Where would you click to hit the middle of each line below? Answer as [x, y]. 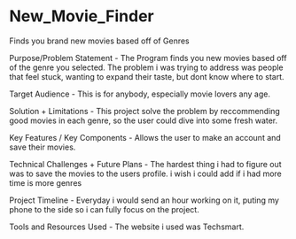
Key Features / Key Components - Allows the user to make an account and [145, 137]
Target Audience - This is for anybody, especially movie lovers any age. [140, 94]
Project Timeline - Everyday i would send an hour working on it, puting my [144, 200]
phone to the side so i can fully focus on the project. [104, 209]
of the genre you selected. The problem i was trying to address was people [146, 67]
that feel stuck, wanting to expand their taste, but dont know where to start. [147, 76]
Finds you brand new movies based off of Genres [99, 41]
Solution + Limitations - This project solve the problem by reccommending [145, 111]
